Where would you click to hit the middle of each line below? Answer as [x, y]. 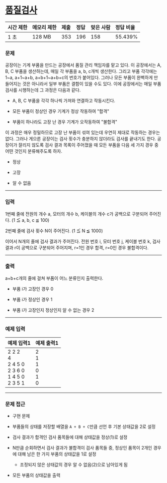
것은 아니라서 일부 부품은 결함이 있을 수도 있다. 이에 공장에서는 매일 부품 [92, 84]
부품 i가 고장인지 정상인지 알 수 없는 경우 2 [53, 310]
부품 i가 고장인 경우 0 [33, 289]
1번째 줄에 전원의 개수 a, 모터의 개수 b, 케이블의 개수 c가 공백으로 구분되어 [77, 214]
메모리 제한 [44, 27]
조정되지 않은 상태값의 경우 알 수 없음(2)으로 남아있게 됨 [74, 465]
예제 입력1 [19, 343]
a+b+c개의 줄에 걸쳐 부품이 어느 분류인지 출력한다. [54, 278]
